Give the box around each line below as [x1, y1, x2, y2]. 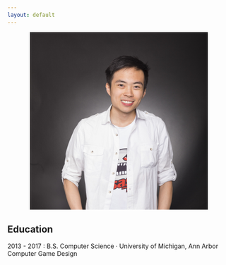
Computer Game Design [7, 249, 78, 258]
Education [7, 223, 54, 235]
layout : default [7, 11, 55, 18]
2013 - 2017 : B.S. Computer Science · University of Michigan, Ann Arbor [7, 242, 219, 250]
